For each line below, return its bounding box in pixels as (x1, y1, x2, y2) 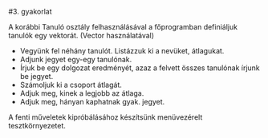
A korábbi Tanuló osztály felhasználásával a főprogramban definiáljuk (8, 22, 238, 31)
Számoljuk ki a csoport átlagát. (19, 80, 123, 89)
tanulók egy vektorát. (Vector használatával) (8, 31, 155, 40)
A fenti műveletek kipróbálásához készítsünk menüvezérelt (8, 112, 203, 122)
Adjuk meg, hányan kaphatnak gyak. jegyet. (19, 97, 165, 106)
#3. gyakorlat (8, 7, 52, 16)
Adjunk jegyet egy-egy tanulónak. (19, 55, 132, 64)
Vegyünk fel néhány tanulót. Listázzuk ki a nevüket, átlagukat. (19, 46, 225, 55)
